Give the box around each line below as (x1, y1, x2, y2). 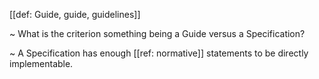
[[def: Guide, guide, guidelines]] (9, 9, 141, 20)
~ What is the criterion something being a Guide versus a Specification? (9, 28, 306, 39)
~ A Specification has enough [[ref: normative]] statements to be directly (9, 47, 309, 59)
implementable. (9, 58, 74, 69)
